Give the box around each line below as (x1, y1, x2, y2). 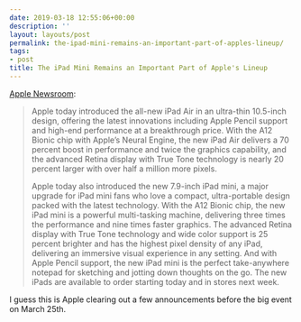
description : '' (9, 22, 70, 31)
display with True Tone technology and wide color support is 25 (31, 228, 269, 239)
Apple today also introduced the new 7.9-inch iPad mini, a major (31, 180, 269, 191)
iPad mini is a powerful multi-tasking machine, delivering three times (31, 209, 286, 220)
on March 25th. (9, 303, 67, 314)
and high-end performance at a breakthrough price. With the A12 (31, 124, 273, 135)
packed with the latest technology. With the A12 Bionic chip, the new (31, 199, 286, 210)
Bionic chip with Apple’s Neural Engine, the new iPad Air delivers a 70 (31, 134, 290, 145)
